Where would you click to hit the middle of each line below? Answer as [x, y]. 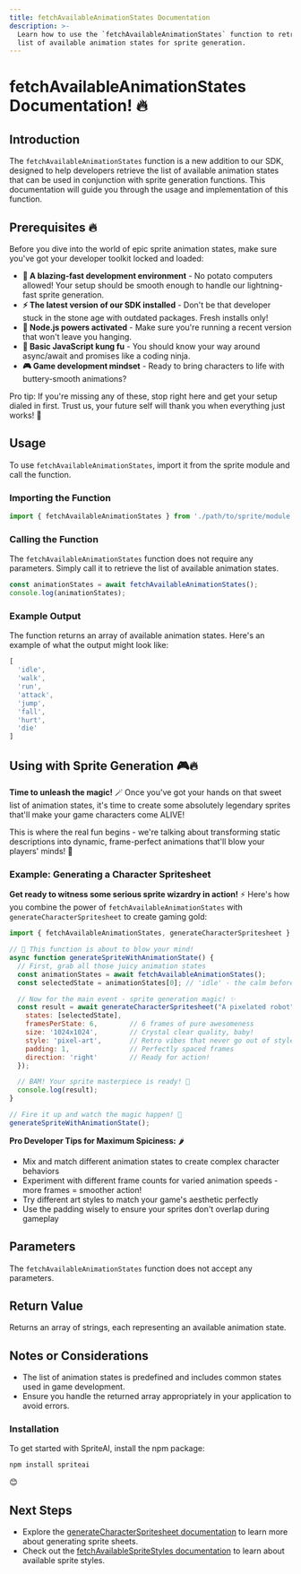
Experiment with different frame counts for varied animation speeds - [150, 1180]
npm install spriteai [50, 1465]
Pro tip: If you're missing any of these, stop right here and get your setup [143, 396]
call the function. [40, 474]
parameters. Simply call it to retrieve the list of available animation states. [144, 568]
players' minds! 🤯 [41, 851]
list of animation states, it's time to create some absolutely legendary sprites [150, 805]
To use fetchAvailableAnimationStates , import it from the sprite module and [150, 465]
